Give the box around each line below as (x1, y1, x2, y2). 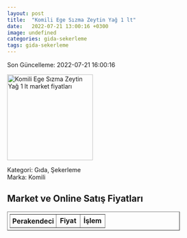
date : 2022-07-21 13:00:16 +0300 (7, 23, 109, 29)
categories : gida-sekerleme (7, 36, 88, 43)
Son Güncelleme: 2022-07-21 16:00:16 (7, 61, 116, 69)
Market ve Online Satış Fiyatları (7, 193, 144, 204)
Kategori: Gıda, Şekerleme (7, 166, 82, 174)
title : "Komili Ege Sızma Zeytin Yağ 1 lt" (7, 16, 136, 23)
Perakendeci (12, 216, 55, 226)
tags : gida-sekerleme (7, 42, 69, 49)
